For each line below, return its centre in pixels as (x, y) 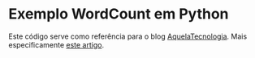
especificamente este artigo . (56, 44)
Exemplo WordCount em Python (119, 14)
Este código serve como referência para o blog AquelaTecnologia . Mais (128, 36)
